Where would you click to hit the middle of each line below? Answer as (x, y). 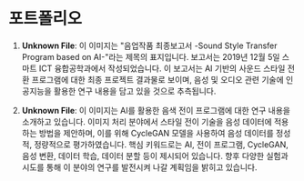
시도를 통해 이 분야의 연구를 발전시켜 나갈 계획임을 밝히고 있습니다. (139, 167)
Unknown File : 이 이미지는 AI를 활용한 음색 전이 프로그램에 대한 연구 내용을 (156, 110)
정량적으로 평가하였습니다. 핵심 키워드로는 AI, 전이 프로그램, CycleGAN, (161, 144)
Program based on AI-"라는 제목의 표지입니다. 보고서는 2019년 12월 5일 (151, 56)
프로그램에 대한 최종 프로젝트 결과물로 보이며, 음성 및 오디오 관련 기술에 (157, 79)
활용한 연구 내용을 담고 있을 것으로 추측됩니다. (135, 91)
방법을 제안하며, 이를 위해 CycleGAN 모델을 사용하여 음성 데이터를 (156, 133)
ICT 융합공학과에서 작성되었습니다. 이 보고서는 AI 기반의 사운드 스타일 (162, 68)
